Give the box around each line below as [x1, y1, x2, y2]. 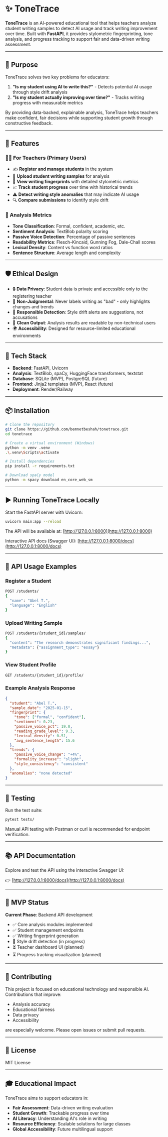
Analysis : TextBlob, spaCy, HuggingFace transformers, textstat [12, 370, 143, 377]
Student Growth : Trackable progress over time [12, 1110, 109, 1116]
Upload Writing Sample [5, 619, 62, 626]
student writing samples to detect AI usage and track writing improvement [5, 25, 158, 31]
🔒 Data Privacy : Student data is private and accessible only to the [12, 286, 148, 292]
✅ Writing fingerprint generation [12, 933, 79, 939]
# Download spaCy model [5, 473, 55, 478]
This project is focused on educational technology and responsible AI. [5, 986, 149, 992]
